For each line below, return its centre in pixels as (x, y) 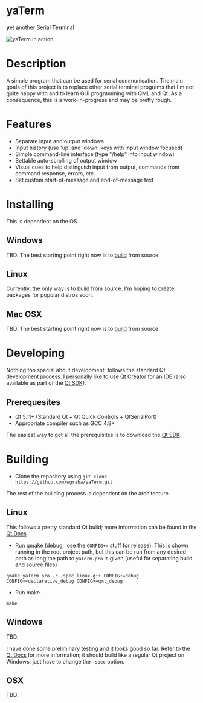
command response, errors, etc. (55, 173)
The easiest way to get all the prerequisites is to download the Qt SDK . (94, 435)
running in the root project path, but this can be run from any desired (100, 552)
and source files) (36, 565)
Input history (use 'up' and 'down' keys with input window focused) (99, 148)
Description (36, 64)
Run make (27, 592)
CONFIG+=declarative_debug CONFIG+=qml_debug (64, 581)
